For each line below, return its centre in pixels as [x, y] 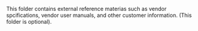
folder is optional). [29, 22]
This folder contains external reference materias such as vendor [87, 9]
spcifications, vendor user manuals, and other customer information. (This [99, 15]
